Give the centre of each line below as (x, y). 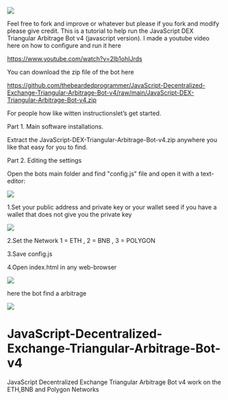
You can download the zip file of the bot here (71, 72)
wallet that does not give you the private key (69, 214)
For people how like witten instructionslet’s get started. (84, 113)
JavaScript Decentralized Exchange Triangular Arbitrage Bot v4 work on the (114, 382)
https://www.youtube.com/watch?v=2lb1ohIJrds (75, 59)
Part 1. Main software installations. (55, 127)
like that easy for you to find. (47, 147)
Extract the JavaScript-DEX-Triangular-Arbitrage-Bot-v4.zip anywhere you (112, 140)
